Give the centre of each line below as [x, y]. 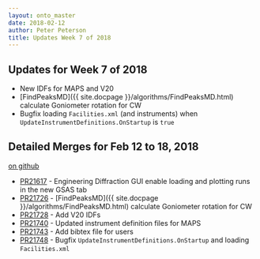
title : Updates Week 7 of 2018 [60, 38]
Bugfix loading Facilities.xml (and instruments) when [109, 114]
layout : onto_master [42, 15]
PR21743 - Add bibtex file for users [77, 231]
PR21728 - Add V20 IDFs [60, 215]
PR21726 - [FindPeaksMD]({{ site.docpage [89, 197]
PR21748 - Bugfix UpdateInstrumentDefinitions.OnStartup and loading [134, 240]
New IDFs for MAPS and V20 [67, 88]
